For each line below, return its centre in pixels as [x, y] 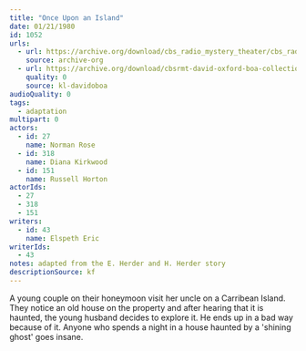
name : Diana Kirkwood [66, 162]
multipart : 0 [34, 119]
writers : [26, 221]
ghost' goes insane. [46, 336]
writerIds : [30, 247]
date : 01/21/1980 [42, 26]
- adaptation [42, 111]
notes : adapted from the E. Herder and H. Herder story [117, 264]
